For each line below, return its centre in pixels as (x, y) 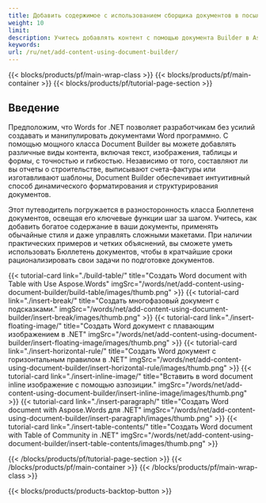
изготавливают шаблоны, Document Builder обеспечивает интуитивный (129, 177)
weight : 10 (26, 23)
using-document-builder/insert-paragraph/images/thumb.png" (110, 418)
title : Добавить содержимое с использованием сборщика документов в (123, 15)
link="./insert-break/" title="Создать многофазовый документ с (114, 301)
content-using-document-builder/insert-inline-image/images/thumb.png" (128, 393)
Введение (34, 108)
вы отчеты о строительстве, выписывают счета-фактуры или (112, 169)
